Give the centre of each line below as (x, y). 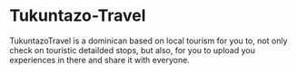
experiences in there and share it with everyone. (100, 60)
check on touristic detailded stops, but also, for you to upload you (133, 50)
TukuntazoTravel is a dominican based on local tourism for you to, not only (148, 41)
